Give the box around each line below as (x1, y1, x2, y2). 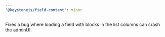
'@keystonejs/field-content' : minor (5, 7, 82, 13)
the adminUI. (5, 26, 32, 33)
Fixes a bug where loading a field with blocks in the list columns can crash (5, 21, 160, 27)
